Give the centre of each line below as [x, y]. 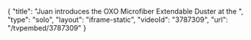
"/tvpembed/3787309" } [47, 28]
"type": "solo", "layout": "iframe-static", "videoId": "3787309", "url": [118, 20]
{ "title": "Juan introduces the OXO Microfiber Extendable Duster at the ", [125, 11]
